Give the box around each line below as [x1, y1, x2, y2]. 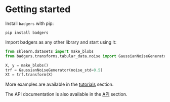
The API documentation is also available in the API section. [5, 91, 127, 97]
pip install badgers [5, 30, 49, 35]
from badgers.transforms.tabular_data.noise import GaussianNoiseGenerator [5, 53, 168, 59]
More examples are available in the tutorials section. [5, 81, 114, 87]
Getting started [5, 4, 71, 15]
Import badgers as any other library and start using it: [5, 39, 117, 45]
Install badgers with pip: [5, 20, 54, 26]
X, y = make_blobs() [5, 62, 49, 68]
